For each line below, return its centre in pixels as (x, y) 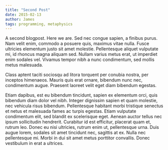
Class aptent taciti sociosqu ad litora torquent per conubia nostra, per (77, 75)
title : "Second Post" (28, 10)
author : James (20, 19)
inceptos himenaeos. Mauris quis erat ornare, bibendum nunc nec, (74, 80)
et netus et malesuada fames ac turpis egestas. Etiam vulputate (71, 111)
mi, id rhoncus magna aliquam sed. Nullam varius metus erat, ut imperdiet (81, 54)
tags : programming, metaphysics (39, 24)
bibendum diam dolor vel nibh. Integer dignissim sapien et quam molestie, (81, 101)
